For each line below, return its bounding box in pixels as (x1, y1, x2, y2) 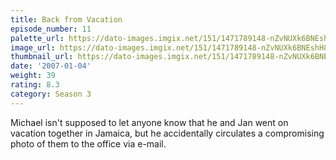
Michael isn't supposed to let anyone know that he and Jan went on (10, 116, 289, 128)
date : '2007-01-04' (10, 61, 92, 71)
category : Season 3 (10, 89, 92, 99)
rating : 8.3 (10, 80, 60, 90)
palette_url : (10, 33, 65, 43)
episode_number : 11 (10, 24, 92, 34)
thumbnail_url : (10, 52, 74, 62)
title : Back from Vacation (10, 14, 123, 25)
